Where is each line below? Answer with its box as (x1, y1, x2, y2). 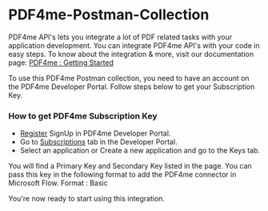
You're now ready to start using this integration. (8, 194, 166, 204)
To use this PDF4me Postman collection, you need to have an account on (8, 73, 250, 83)
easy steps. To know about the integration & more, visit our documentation (8, 49, 254, 59)
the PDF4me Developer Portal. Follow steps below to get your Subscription (8, 82, 255, 91)
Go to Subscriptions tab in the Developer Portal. (19, 137, 178, 147)
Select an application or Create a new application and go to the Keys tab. (19, 146, 261, 156)
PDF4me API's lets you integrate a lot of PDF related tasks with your (8, 32, 233, 42)
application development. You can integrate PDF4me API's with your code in (8, 40, 260, 50)
